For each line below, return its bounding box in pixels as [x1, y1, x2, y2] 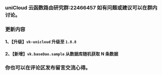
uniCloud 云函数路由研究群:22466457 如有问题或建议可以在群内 [5, 4, 158, 11]
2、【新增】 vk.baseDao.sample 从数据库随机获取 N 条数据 [5, 51, 119, 57]
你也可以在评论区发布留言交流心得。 [5, 64, 91, 71]
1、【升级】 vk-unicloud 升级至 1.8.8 [5, 39, 77, 45]
